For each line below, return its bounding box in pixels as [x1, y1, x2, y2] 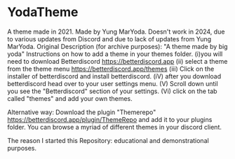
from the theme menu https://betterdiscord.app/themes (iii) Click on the [7, 64, 215, 73]
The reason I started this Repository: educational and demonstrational [7, 136, 209, 144]
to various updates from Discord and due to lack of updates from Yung [7, 34, 212, 43]
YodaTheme [7, 4, 79, 20]
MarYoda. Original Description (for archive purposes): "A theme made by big [7, 42, 228, 50]
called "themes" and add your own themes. [7, 94, 133, 102]
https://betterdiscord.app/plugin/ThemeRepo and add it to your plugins [7, 115, 213, 123]
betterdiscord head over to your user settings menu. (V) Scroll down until [7, 79, 219, 88]
